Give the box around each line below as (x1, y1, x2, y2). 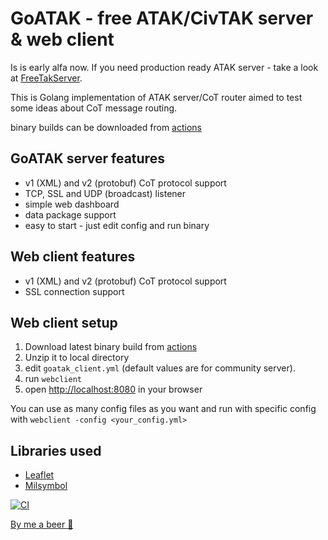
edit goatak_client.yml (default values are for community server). (24, 362, 296, 374)
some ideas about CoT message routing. (10, 102, 178, 114)
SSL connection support (24, 285, 125, 297)
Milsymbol (24, 480, 68, 492)
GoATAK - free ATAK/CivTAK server (10, 7, 314, 30)
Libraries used (10, 442, 102, 459)
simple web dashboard (24, 198, 120, 210)
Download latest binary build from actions (24, 341, 198, 353)
